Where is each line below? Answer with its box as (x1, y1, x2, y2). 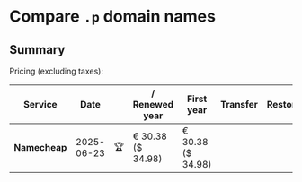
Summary (9, 42, 66, 57)
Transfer (219, 99, 259, 110)
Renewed (132, 99, 173, 110)
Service (23, 99, 58, 110)
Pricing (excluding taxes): (9, 65, 104, 76)
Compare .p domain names (9, 6, 216, 27)
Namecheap (13, 142, 67, 153)
